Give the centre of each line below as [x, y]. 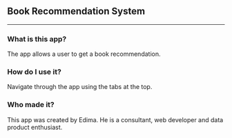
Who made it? [31, 105]
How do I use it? [35, 72]
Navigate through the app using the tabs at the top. [80, 87]
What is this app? [37, 39]
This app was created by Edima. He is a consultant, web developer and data [115, 119]
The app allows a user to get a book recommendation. [84, 54]
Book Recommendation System [76, 11]
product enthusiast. [35, 127]
